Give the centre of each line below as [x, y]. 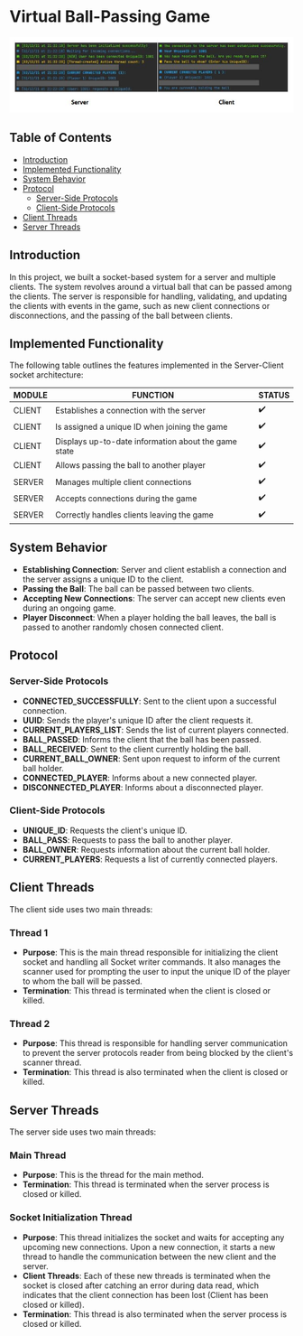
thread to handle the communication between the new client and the [149, 1257]
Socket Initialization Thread [71, 1218]
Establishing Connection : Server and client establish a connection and [154, 569]
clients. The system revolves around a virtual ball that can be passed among [151, 286]
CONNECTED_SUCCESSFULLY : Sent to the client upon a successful [149, 701]
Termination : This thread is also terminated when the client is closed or [155, 1072]
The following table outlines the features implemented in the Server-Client [147, 365]
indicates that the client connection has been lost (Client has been [145, 1294]
